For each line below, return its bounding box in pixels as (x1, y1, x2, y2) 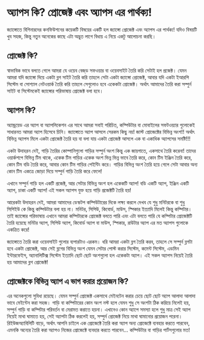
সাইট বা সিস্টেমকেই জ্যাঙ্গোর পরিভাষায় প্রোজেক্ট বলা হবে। (7, 87, 104, 95)
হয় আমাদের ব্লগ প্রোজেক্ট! (7, 258, 48, 265)
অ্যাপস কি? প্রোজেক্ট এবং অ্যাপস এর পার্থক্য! (7, 5, 153, 19)
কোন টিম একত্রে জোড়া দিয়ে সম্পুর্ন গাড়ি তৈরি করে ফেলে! (7, 167, 102, 175)
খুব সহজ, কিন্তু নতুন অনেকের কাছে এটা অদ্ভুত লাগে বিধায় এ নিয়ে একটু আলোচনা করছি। (7, 33, 156, 40)
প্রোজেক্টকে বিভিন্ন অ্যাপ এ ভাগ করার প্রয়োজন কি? (7, 276, 129, 287)
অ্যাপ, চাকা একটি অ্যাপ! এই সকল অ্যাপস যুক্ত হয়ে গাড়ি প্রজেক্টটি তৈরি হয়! (7, 186, 132, 193)
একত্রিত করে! (7, 225, 30, 233)
